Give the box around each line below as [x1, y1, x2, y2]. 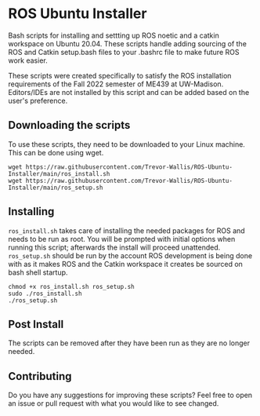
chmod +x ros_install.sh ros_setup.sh [8, 283, 135, 290]
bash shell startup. [8, 268, 68, 277]
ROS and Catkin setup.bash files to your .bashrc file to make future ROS [8, 47, 240, 57]
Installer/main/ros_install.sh [8, 170, 110, 177]
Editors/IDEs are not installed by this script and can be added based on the [8, 87, 250, 97]
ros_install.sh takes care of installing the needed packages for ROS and [8, 225, 245, 235]
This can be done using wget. [8, 148, 104, 157]
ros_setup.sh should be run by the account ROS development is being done [8, 250, 253, 260]
